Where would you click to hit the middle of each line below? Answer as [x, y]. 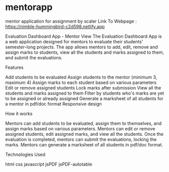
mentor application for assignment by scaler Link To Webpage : [71, 21]
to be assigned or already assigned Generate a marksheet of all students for [84, 98]
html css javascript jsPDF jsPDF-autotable [49, 164]
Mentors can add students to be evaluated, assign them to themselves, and [83, 123]
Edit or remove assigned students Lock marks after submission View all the [83, 88]
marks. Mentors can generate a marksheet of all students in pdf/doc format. [84, 144]
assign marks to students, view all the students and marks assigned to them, [85, 52]
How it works [19, 113]
